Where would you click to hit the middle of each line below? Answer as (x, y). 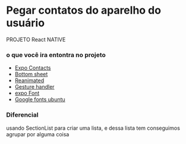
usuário (26, 23)
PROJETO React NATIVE (36, 39)
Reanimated (29, 80)
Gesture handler (34, 87)
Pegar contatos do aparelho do (84, 10)
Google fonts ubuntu (40, 99)
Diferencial (22, 115)
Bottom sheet (31, 74)
